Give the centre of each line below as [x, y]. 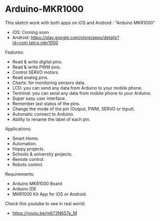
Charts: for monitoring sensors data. [49, 83]
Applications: [18, 128]
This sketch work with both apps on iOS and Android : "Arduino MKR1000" [80, 23]
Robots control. [27, 164]
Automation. [25, 143]
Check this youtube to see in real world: [45, 203]
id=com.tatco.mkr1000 [35, 42]
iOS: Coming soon [30, 32]
